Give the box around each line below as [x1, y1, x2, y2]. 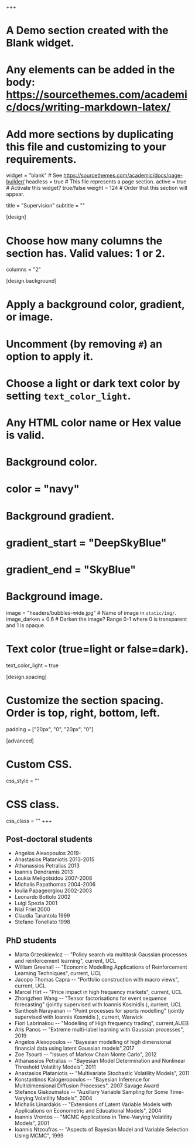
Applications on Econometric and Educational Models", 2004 [14, 1107, 162, 1114]
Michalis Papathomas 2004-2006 [14, 881, 96, 888]
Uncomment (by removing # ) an [6, 337, 163, 350]
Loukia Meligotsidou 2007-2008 [14, 875, 93, 882]
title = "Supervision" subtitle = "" [6, 202, 85, 209]
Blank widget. [6, 36, 74, 50]
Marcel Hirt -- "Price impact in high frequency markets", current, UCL [14, 989, 183, 996]
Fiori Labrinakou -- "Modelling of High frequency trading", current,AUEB [14, 1020, 189, 1027]
